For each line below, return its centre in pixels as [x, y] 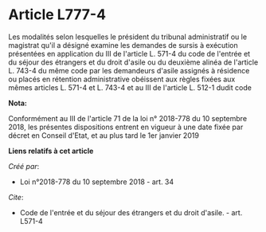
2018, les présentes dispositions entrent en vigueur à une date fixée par [126, 127]
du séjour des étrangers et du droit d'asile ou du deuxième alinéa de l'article [133, 62]
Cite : [16, 197]
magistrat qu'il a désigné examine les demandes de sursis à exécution [123, 45]
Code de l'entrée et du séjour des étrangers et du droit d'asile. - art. [131, 212]
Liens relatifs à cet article [51, 151]
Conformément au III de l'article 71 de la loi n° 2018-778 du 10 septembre [128, 118]
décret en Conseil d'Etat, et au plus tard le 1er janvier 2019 [104, 135]
